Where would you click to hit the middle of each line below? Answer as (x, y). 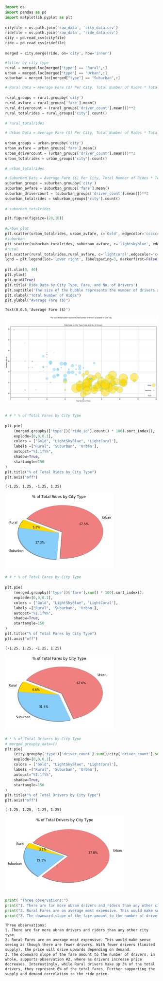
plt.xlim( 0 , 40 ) (21, 270)
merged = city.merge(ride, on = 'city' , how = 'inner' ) (58, 53)
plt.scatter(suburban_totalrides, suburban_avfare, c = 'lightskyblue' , (78, 244)
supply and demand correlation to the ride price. (57, 974)
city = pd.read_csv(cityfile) (36, 38)
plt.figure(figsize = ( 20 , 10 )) (34, 218)
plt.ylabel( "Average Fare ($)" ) (38, 300)
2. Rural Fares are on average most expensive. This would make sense (78, 940)
